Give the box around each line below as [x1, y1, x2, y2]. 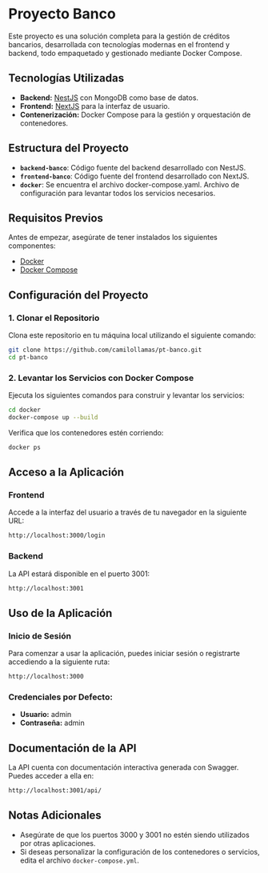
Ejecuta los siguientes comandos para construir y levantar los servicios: [8, 390, 246, 400]
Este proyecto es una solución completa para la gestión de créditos [8, 31, 230, 41]
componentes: [8, 241, 56, 250]
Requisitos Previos [8, 211, 104, 225]
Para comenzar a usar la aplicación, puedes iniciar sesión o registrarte [8, 649, 240, 659]
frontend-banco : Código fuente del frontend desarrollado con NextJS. [19, 171, 250, 181]
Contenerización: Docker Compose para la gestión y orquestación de [19, 110, 251, 119]
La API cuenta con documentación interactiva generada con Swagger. [8, 763, 239, 772]
